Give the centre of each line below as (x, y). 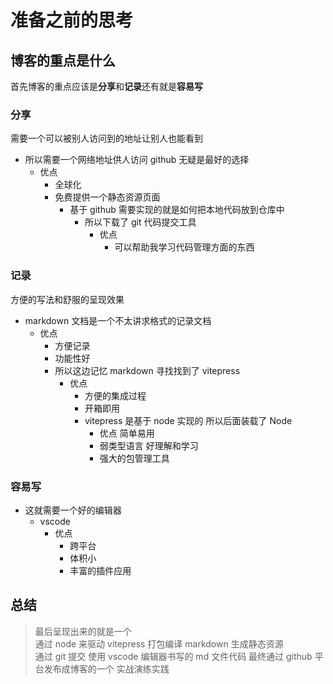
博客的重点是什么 (63, 60)
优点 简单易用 (127, 433)
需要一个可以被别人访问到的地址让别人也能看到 (106, 138)
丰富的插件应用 (100, 570)
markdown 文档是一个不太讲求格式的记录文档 (118, 320)
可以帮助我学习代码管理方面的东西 (184, 247)
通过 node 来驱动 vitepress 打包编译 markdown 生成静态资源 (159, 643)
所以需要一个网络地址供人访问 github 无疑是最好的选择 (137, 160)
